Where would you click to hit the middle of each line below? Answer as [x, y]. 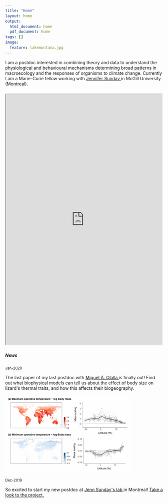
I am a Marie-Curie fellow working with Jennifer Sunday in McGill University [83, 78]
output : [13, 21]
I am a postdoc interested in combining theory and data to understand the [81, 62]
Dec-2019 [14, 480]
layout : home [19, 16]
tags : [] [14, 37]
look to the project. [24, 495]
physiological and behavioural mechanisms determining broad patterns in [81, 68]
